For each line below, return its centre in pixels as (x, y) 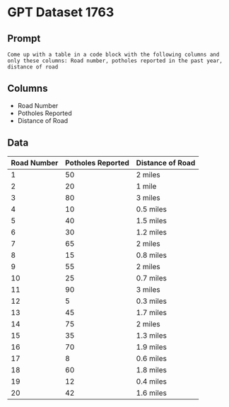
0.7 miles (152, 278)
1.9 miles (152, 347)
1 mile (146, 186)
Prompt (24, 39)
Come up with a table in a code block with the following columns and (113, 54)
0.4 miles (152, 381)
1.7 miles (152, 312)
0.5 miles (152, 209)
